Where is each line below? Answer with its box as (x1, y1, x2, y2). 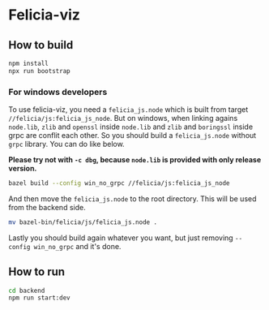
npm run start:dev (8, 294, 70, 302)
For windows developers (8, 86, 108, 97)
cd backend (8, 286, 45, 295)
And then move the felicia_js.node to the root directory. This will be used (8, 193, 257, 204)
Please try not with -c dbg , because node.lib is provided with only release (8, 155, 262, 165)
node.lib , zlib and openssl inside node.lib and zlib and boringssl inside (8, 122, 254, 131)
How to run (8, 265, 66, 279)
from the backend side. (8, 202, 87, 212)
